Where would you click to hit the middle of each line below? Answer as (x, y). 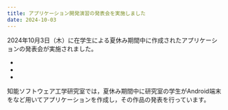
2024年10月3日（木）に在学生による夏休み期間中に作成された (94, 40)
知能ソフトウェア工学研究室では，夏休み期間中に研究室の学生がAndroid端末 (114, 91)
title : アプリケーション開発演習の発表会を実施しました (76, 13)
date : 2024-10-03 (32, 20)
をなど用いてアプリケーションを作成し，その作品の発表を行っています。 (109, 99)
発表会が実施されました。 (61, 49)
